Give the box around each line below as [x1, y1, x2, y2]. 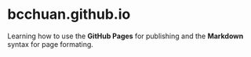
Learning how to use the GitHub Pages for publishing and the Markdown [7, 31, 244, 41]
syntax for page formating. [7, 39, 93, 48]
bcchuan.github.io [7, 5, 131, 23]
